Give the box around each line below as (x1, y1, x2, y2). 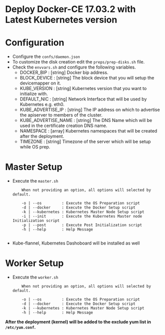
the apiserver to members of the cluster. (19, 112, 103, 118)
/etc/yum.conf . (5, 324, 36, 330)
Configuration (5, 37, 65, 48)
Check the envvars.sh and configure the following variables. (12, 64, 136, 70)
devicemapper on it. (19, 80, 61, 86)
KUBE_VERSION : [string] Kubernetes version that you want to (19, 85, 147, 91)
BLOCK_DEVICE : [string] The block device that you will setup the (19, 75, 155, 81)
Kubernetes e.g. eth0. (19, 101, 65, 107)
